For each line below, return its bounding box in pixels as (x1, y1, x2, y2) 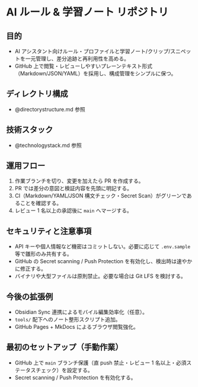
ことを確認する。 (20, 200, 62, 207)
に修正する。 (14, 265, 46, 273)
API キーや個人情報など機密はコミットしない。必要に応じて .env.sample (14, 243, 191, 250)
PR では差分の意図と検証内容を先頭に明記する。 (14, 185, 132, 192)
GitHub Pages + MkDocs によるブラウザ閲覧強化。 (14, 324, 139, 331)
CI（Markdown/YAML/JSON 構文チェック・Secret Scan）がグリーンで (14, 192, 187, 199)
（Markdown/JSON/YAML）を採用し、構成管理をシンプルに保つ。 (14, 70, 177, 77)
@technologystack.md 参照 (14, 142, 82, 149)
